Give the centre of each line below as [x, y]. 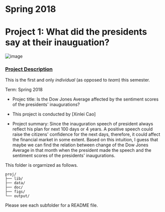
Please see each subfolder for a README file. [52, 206]
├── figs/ [15, 192]
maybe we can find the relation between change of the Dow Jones [80, 145]
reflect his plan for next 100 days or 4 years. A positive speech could [82, 129]
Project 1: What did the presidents [76, 32]
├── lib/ [14, 179]
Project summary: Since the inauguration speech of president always [83, 124]
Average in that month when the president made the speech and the [82, 150]
